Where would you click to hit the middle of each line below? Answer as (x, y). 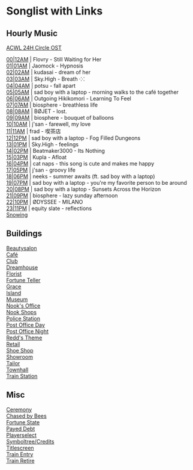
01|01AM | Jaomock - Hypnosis (45, 66)
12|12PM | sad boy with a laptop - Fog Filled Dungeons (73, 138)
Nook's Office (23, 306)
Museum (17, 299)
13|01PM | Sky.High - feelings (43, 144)
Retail (13, 344)
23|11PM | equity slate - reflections (49, 208)
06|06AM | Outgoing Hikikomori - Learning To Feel (69, 98)
